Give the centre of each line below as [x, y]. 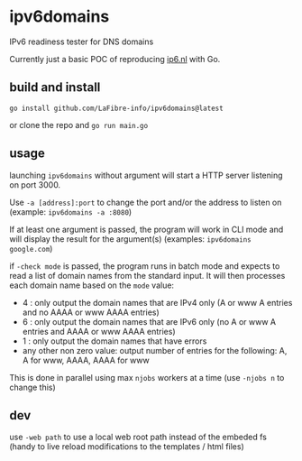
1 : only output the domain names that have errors [114, 341]
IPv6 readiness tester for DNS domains [82, 41]
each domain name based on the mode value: [92, 285]
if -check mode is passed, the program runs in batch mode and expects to [145, 266]
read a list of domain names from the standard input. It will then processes [147, 275]
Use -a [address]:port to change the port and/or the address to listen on [146, 202]
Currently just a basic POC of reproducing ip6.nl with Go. [115, 59]
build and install [55, 88]
